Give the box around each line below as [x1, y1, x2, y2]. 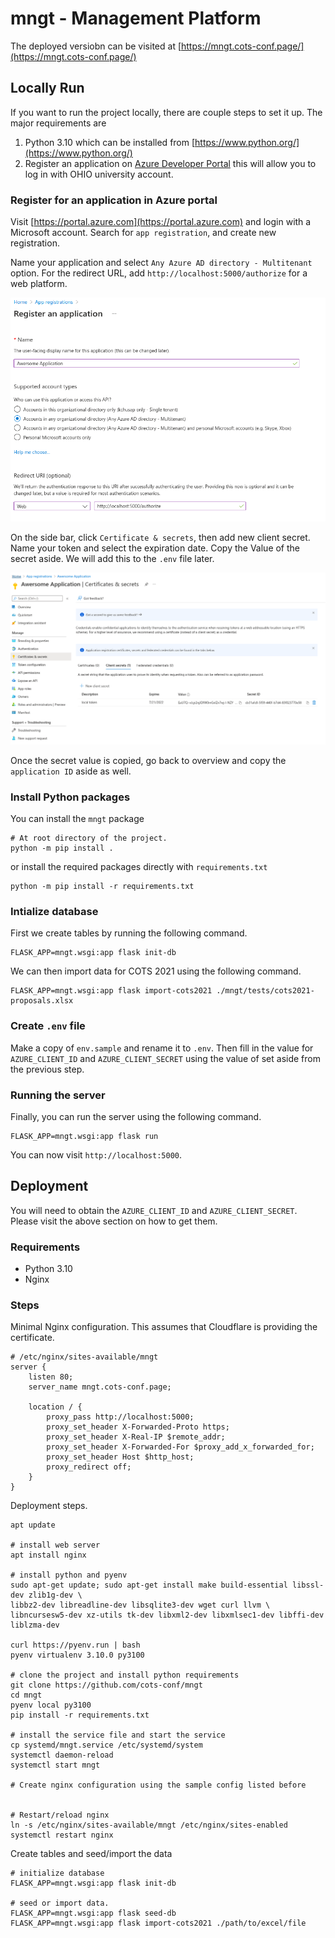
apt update [10, 1520, 56, 1531]
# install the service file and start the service [10, 1730, 226, 1741]
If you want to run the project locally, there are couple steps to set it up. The [10, 106, 323, 118]
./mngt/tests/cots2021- [216, 986, 315, 996]
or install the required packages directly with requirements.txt [10, 861, 268, 873]
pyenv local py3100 [10, 1700, 92, 1711]
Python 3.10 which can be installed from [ [24, 136, 196, 148]
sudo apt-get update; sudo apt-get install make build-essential [10, 1580, 288, 1591]
